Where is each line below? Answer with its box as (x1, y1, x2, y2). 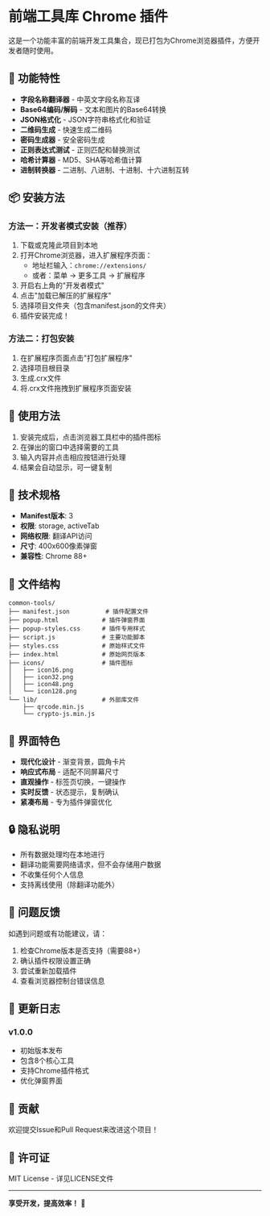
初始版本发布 (19, 1046, 63, 1056)
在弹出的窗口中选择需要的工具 (19, 442, 119, 452)
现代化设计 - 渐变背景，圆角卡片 (19, 756, 127, 766)
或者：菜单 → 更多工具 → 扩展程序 (31, 271, 146, 281)
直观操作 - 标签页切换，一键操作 (19, 777, 127, 786)
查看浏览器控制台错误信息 (19, 976, 105, 985)
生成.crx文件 (19, 373, 62, 383)
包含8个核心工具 (19, 1056, 75, 1065)
